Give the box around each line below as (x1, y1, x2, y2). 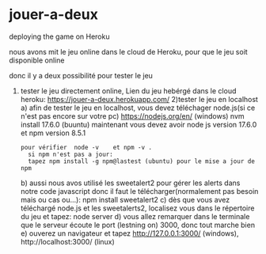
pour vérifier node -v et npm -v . (20, 143, 153, 151)
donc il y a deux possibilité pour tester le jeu (9, 70, 154, 80)
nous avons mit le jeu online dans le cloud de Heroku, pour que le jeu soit (9, 47, 248, 56)
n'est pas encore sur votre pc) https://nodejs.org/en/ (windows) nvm (20, 111, 245, 120)
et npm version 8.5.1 (20, 128, 86, 138)
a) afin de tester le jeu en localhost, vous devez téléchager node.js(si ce (20, 103, 256, 112)
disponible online (9, 55, 65, 65)
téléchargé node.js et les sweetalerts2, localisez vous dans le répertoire (20, 203, 255, 213)
